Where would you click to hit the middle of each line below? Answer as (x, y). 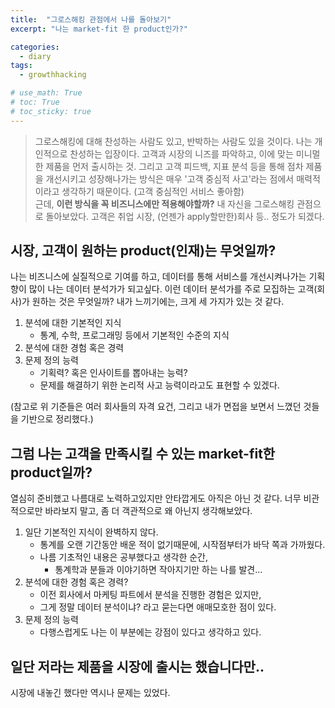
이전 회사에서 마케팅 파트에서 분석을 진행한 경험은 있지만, (150, 595)
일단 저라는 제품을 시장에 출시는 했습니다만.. (137, 666)
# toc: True (35, 102)
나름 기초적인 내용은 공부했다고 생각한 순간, (124, 557)
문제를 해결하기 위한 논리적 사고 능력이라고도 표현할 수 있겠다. (159, 385)
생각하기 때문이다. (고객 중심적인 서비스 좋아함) (153, 191)
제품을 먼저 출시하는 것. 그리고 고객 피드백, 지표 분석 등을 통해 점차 (174, 166)
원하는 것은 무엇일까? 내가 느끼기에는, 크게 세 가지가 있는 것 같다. (158, 302)
